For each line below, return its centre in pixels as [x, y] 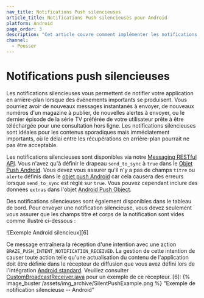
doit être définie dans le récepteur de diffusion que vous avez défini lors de [100, 264]
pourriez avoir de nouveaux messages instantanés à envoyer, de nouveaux [100, 106]
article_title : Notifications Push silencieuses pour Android [87, 18]
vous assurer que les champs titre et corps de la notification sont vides [95, 214]
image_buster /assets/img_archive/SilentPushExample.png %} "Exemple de [101, 283]
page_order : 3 [24, 29]
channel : [17, 40]
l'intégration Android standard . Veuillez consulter [68, 270]
